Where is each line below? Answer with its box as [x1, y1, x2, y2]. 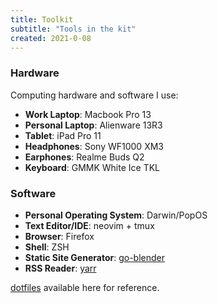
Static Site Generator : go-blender [24, 251, 165, 263]
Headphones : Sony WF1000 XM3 [24, 140, 164, 152]
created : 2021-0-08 [10, 33, 92, 43]
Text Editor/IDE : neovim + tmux [24, 219, 155, 231]
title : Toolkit [10, 14, 74, 25]
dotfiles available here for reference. [10, 281, 160, 293]
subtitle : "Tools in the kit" [10, 24, 137, 34]
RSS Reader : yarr [24, 262, 97, 274]
